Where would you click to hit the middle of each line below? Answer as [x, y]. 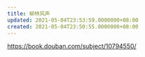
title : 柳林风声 [29, 14]
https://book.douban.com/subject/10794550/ [72, 47]
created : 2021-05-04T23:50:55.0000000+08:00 [73, 26]
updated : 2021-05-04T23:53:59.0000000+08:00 [73, 20]
